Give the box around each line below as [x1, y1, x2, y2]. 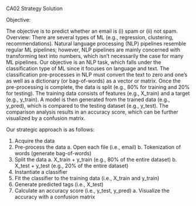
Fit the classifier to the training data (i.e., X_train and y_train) [14, 175, 160, 181]
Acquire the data [14, 138, 55, 144]
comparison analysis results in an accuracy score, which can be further [6, 108, 178, 115]
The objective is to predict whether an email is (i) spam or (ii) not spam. [6, 28, 178, 35]
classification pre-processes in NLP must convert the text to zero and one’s [6, 71, 188, 78]
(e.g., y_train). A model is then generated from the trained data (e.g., [6, 96, 170, 103]
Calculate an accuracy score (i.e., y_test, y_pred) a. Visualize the [14, 187, 170, 194]
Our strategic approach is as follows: [6, 126, 95, 133]
